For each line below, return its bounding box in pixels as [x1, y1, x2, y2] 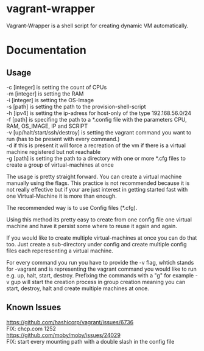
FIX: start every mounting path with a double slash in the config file [6, 338, 175, 345]
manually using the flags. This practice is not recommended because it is [6, 179, 190, 187]
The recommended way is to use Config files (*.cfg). [6, 204, 138, 211]
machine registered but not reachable [6, 148, 101, 155]
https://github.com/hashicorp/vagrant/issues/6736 [6, 318, 134, 325]
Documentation [6, 43, 87, 57]
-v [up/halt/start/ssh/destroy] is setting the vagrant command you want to [6, 128, 192, 136]
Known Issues [6, 302, 62, 313]
